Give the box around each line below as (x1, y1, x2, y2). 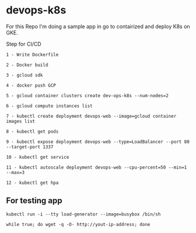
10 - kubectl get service (6, 154, 69, 160)
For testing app (6, 196, 63, 205)
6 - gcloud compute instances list (6, 103, 93, 109)
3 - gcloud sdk (6, 72, 43, 78)
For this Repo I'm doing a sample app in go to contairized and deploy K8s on (6, 23, 190, 30)
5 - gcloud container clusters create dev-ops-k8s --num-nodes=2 (6, 92, 169, 98)
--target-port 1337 (6, 144, 54, 150)
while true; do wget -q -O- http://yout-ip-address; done (6, 221, 150, 227)
